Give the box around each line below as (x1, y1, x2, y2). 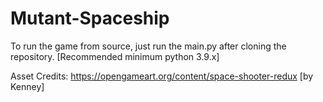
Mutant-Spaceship (10, 7, 170, 30)
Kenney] (10, 80, 45, 92)
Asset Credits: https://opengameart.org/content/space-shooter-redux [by (10, 70, 314, 82)
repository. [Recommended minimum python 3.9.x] (10, 50, 220, 62)
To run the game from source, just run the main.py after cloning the (10, 40, 287, 52)
